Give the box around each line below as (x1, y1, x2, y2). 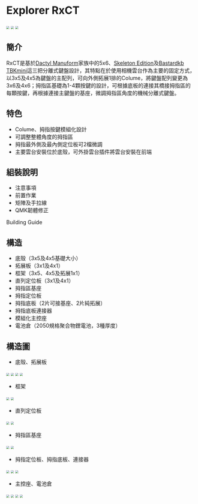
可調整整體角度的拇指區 (14, 133, 73, 140)
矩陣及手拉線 (14, 199, 47, 207)
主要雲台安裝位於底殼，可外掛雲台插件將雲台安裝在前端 (14, 148, 152, 155)
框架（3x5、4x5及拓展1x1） (14, 270, 83, 277)
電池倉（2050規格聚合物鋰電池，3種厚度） (14, 322, 121, 330)
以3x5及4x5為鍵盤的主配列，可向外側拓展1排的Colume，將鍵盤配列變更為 (6, 74, 188, 82)
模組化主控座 (14, 315, 47, 322)
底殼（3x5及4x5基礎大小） (14, 255, 82, 262)
